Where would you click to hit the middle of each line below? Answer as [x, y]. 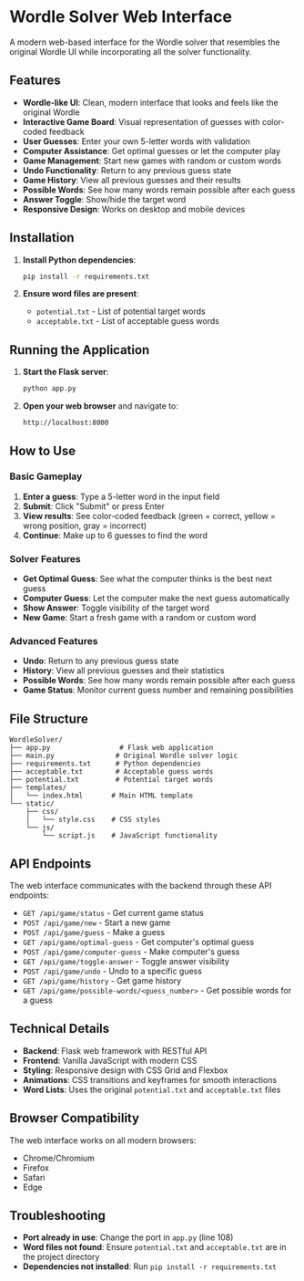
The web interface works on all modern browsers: [103, 1140]
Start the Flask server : [66, 372]
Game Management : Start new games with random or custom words [152, 161]
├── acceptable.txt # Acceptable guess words [111, 772]
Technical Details [60, 1029]
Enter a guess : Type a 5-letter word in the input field [121, 496]
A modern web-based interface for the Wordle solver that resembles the [145, 42]
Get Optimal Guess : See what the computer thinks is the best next [147, 579]
